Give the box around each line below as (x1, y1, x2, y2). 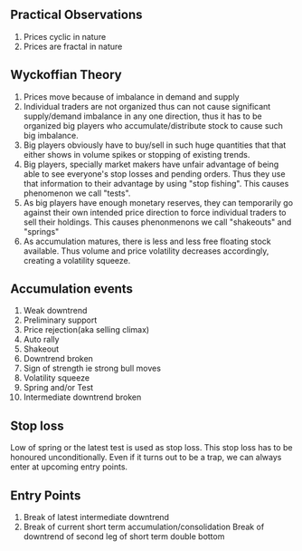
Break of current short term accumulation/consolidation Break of (23, 521, 265, 533)
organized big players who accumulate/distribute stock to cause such (23, 120, 284, 130)
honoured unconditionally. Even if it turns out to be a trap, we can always (10, 452, 282, 463)
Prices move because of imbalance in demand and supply (23, 91, 240, 102)
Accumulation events (10, 281, 134, 297)
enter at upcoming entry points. (10, 461, 128, 472)
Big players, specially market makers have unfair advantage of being (23, 159, 279, 169)
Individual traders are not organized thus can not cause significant (23, 101, 271, 111)
